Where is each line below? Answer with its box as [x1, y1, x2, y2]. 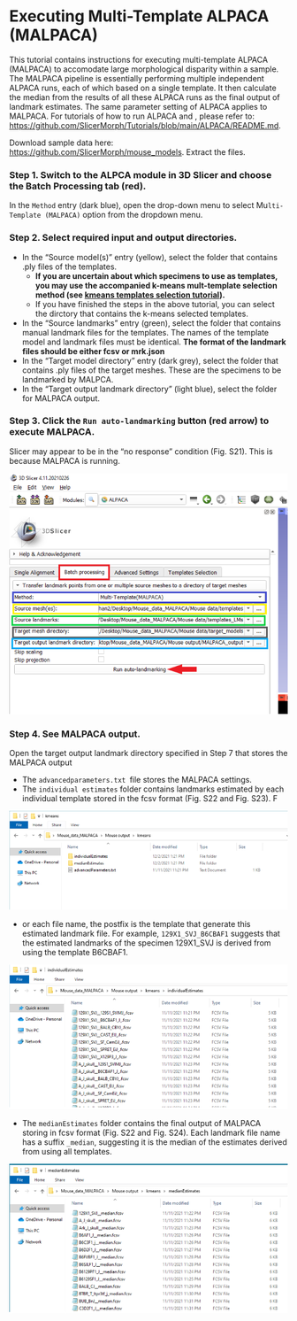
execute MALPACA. [9, 426, 95, 438]
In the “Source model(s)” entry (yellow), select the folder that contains [21, 251, 278, 262]
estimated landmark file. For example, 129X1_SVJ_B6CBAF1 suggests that [21, 928, 281, 939]
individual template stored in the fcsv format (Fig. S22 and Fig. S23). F [21, 793, 278, 804]
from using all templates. [21, 1146, 112, 1156]
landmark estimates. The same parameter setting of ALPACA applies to [9, 101, 268, 112]
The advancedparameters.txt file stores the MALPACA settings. [21, 775, 252, 785]
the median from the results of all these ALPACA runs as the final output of [9, 91, 280, 103]
